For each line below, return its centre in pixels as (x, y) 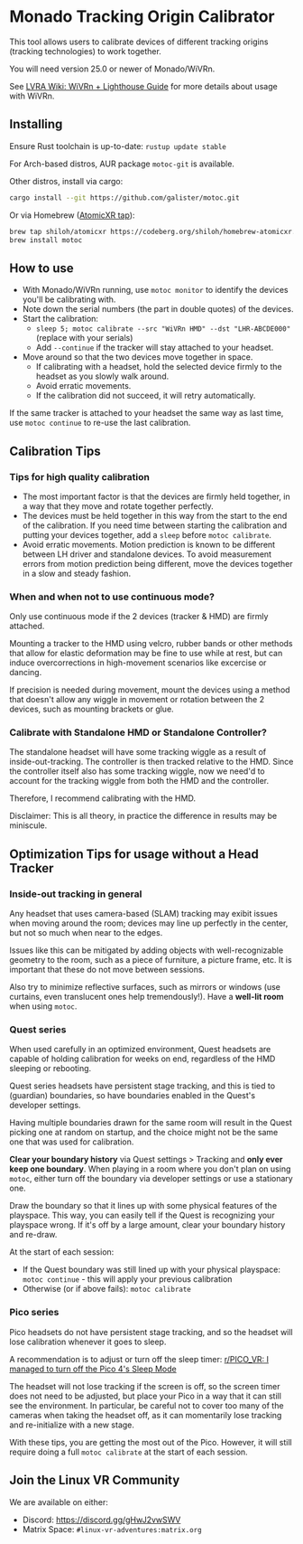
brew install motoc (46, 240)
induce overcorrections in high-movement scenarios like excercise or (138, 663)
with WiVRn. (32, 96)
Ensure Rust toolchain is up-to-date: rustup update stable (118, 146)
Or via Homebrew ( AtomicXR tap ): (72, 215)
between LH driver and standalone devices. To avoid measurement (147, 554)
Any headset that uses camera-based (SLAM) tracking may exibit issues (143, 914)
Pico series (34, 1313)
